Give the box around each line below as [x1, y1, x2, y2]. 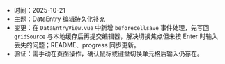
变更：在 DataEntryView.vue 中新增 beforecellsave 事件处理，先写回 [13, 24, 210, 31]
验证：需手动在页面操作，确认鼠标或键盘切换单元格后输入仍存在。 [13, 49, 203, 58]
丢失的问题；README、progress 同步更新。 [13, 41, 141, 49]
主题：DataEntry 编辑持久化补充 [13, 15, 106, 23]
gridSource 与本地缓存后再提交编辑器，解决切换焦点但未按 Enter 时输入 [13, 32, 218, 40]
